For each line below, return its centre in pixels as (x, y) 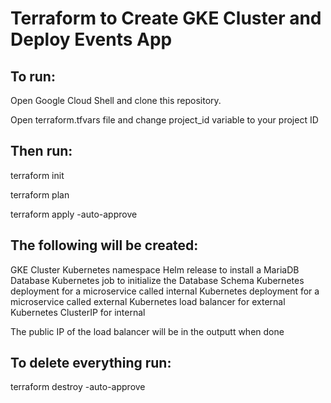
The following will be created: (104, 245)
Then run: (41, 151)
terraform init (37, 175)
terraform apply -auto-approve (74, 214)
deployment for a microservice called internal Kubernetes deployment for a (165, 291)
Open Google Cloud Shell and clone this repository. (116, 100)
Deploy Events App (91, 39)
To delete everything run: (91, 363)
